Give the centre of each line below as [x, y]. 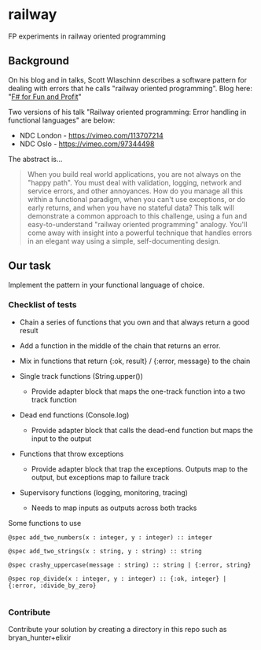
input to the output [61, 439]
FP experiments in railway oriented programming [87, 36]
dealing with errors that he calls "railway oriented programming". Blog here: [130, 88]
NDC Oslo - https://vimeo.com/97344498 [87, 144]
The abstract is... [35, 159]
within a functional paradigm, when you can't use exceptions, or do [136, 199]
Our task [29, 266]
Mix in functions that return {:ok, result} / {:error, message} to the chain [135, 361]
